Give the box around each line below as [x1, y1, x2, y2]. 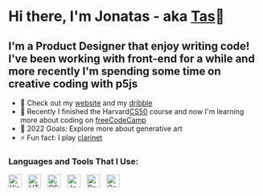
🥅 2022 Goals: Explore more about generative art [19, 124, 183, 133]
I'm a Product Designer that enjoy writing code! [8, 39, 250, 53]
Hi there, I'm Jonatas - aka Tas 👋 [8, 7, 225, 26]
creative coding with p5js [8, 76, 138, 91]
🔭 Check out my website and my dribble [19, 98, 153, 108]
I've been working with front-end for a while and [8, 51, 255, 65]
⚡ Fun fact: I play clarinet [19, 133, 103, 142]
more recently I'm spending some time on [8, 64, 221, 78]
